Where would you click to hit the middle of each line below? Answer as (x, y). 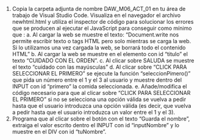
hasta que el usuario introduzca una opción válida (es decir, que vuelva (102, 106)
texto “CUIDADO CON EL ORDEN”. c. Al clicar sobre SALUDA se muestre (103, 61)
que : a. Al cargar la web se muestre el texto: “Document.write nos (95, 35)
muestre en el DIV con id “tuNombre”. (59, 131)
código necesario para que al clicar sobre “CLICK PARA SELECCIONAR (101, 93)
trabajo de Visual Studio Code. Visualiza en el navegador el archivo (96, 15)
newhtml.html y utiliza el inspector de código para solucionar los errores (103, 22)
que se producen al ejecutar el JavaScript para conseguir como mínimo (102, 28)
